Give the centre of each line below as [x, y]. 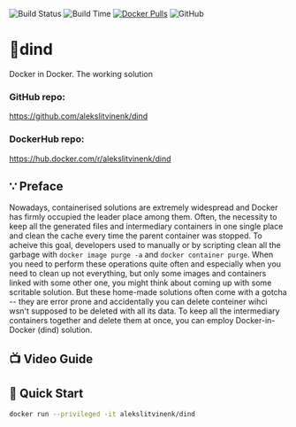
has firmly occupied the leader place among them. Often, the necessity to [143, 217]
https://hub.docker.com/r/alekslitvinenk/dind [90, 159]
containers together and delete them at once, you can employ [121, 321]
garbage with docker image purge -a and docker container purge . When [141, 255]
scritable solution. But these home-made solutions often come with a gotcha [148, 292]
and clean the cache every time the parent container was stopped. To [136, 236]
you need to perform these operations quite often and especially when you [145, 264]
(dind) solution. [65, 330]
